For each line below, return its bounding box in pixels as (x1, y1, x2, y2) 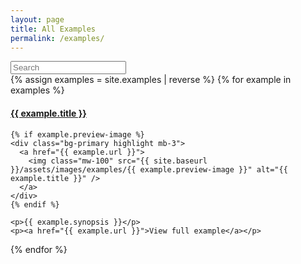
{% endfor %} (10, 243, 68, 255)
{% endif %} (10, 199, 60, 210)
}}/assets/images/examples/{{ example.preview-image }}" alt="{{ (10, 164, 288, 175)
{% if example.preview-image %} (10, 129, 145, 140)
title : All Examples (10, 24, 97, 34)
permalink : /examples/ (10, 33, 105, 43)
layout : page (10, 14, 65, 25)
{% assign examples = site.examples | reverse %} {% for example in (10, 74, 292, 86)
